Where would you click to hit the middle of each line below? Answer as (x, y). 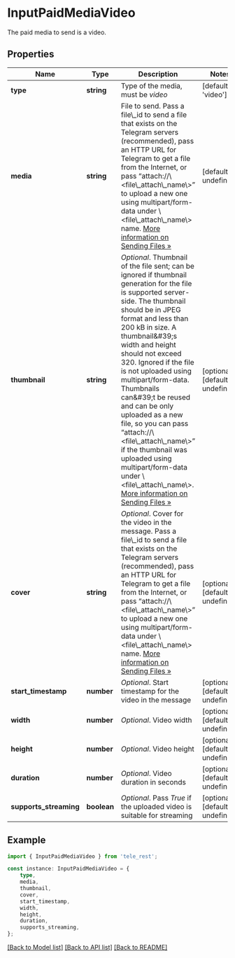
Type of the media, (152, 85)
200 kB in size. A (149, 327)
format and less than (155, 318)
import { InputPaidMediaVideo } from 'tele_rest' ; (83, 856)
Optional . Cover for (152, 514)
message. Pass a (149, 531)
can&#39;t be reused (156, 397)
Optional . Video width (156, 720)
